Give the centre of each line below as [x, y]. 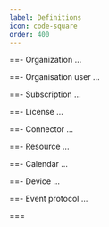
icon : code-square [43, 26]
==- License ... [37, 112]
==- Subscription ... [46, 94]
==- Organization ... [46, 60]
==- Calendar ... [39, 164]
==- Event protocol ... [49, 199]
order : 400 [29, 34]
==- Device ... [35, 181]
